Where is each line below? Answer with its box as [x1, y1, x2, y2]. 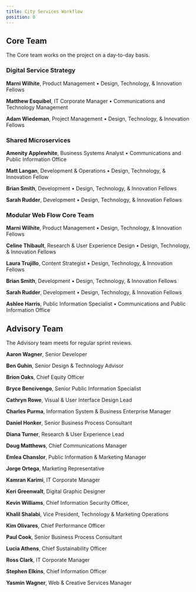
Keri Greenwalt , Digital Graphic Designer [6, 488, 106, 495]
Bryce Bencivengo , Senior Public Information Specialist [6, 385, 141, 392]
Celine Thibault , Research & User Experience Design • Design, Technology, [6, 242, 190, 249]
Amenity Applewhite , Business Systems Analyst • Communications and [6, 149, 181, 156]
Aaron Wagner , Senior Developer [6, 351, 87, 358]
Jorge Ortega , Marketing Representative [6, 465, 105, 472]
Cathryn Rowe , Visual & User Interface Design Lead [6, 396, 132, 404]
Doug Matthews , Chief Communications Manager [6, 442, 128, 449]
